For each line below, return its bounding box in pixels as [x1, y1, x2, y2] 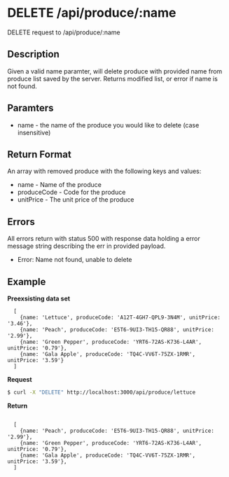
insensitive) [17, 128, 51, 137]
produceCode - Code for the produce [17, 188, 126, 197]
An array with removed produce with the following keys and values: [7, 167, 202, 176]
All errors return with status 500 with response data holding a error [7, 235, 201, 243]
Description [7, 48, 60, 60]
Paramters [7, 102, 54, 114]
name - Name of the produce [17, 181, 102, 189]
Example [7, 275, 46, 288]
